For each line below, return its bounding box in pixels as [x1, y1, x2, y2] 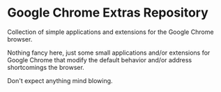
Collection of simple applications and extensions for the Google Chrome [7, 28, 214, 36]
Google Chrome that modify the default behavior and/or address [7, 55, 192, 64]
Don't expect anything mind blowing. [7, 76, 113, 84]
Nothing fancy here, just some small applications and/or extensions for [7, 48, 211, 57]
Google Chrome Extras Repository [7, 5, 209, 21]
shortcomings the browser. [7, 63, 85, 71]
